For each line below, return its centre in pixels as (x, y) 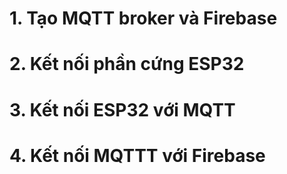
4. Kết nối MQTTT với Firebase (137, 155)
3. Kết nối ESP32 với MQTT (122, 109)
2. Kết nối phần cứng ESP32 (127, 64)
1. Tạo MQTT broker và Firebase (143, 18)
